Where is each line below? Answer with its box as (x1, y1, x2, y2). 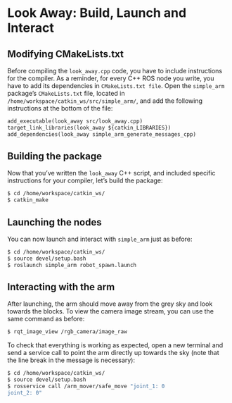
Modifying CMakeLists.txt (7, 48, 124, 60)
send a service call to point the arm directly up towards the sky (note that (7, 349, 219, 357)
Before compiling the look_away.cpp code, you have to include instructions (7, 67, 223, 75)
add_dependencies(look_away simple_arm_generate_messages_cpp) (7, 130, 197, 138)
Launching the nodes (7, 216, 102, 228)
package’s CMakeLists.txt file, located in (7, 89, 125, 97)
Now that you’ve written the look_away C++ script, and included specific (7, 169, 216, 178)
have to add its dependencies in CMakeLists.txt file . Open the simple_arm (7, 82, 225, 89)
